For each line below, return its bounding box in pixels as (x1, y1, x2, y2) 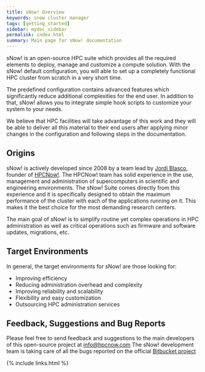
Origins (6, 148, 36, 158)
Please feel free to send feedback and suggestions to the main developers (6, 335, 195, 342)
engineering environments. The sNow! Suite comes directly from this (6, 184, 180, 191)
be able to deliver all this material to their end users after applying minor (6, 124, 188, 131)
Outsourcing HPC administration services (15, 300, 120, 308)
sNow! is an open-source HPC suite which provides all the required (6, 55, 176, 61)
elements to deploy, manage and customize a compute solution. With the (6, 61, 191, 68)
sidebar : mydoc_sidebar (6, 26, 68, 33)
